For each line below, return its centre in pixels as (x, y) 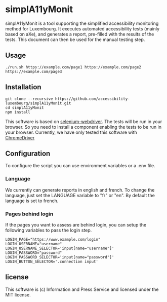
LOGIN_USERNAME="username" (34, 244)
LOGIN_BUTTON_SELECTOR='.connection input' (52, 261)
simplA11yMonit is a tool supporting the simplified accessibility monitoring (82, 23)
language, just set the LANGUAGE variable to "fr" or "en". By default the (80, 195)
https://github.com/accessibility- (92, 99)
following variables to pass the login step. (49, 230)
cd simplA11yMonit (25, 107)
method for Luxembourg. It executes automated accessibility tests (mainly (82, 28)
